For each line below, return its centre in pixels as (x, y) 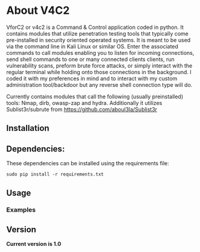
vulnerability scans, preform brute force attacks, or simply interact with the (99, 65)
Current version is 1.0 (34, 244)
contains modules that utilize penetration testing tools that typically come (98, 33)
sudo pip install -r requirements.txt (55, 175)
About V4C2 (38, 11)
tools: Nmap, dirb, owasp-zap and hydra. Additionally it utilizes (84, 102)
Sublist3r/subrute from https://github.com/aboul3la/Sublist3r (82, 109)
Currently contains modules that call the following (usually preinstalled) (95, 96)
